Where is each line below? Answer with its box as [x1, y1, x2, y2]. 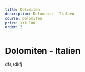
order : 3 [5, 25, 23, 30]
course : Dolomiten [5, 16, 42, 21]
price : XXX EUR [5, 20, 36, 25]
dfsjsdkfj [5, 61, 23, 67]
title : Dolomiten [5, 7, 40, 12]
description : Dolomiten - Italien [5, 12, 75, 16]
